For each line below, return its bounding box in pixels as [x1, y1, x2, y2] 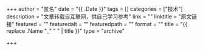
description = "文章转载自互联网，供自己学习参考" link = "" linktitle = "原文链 [6, 13, 198, 20]
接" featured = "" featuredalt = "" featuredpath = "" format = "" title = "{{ [6, 21, 188, 27]
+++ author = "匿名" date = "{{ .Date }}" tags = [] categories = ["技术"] [6, 5, 184, 12]
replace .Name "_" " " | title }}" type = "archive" [6, 27, 125, 35]
